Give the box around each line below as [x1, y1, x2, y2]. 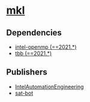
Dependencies [6, 28, 62, 38]
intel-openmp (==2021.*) [14, 43, 77, 50]
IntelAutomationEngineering [14, 83, 84, 90]
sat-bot [14, 89, 34, 97]
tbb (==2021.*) [14, 50, 52, 57]
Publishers [6, 67, 47, 77]
